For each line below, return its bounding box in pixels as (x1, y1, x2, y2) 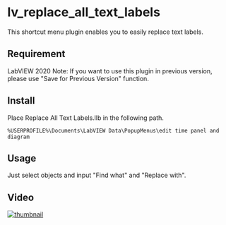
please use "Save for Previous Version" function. (7, 74, 150, 83)
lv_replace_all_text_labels (7, 4, 161, 20)
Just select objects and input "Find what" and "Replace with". (7, 171, 186, 180)
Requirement (7, 48, 66, 60)
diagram (7, 133, 30, 140)
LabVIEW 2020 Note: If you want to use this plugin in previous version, (7, 66, 213, 75)
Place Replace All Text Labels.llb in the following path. (7, 114, 165, 122)
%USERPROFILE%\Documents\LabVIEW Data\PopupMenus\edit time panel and (7, 127, 220, 134)
